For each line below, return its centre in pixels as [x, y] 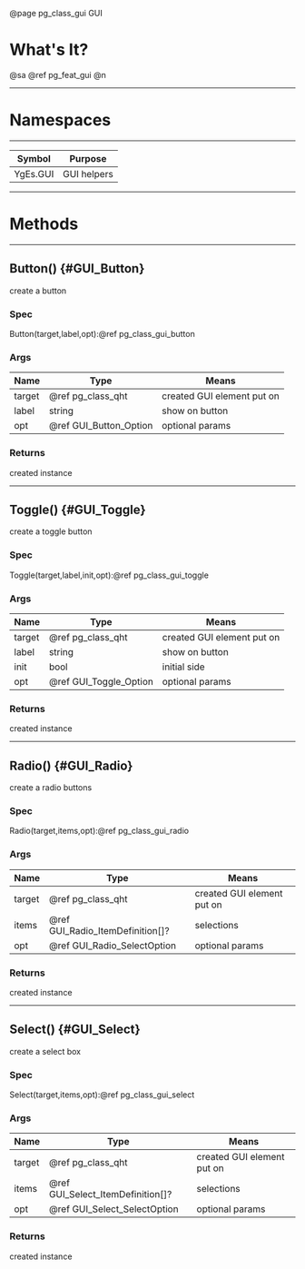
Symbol [34, 158]
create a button [38, 291]
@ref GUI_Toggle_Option [101, 681]
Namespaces [60, 120]
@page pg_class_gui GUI [56, 13]
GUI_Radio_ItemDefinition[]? [109, 930]
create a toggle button [51, 531]
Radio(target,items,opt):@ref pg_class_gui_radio [99, 831]
